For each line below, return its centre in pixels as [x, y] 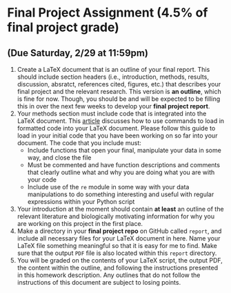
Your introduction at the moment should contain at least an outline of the [120, 209]
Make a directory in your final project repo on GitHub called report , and [119, 231]
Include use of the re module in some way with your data [108, 187]
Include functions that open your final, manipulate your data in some [124, 150]
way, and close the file [59, 158]
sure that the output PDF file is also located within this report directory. [117, 253]
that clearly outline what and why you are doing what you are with [121, 172]
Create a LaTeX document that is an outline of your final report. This [113, 69]
